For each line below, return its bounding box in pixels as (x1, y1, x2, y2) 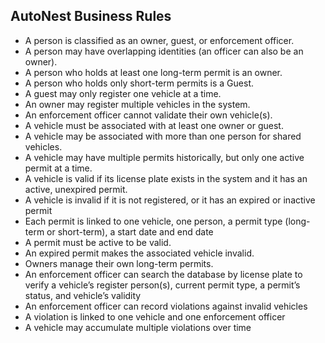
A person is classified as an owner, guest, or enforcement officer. (24, 34, 295, 46)
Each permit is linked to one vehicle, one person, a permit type (24, 215, 283, 227)
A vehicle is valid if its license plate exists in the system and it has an (24, 172, 308, 184)
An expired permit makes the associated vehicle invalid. (24, 247, 255, 259)
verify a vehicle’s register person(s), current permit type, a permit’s (24, 279, 301, 291)
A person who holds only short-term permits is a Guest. (24, 77, 254, 89)
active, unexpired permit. (24, 183, 128, 195)
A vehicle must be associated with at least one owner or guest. (24, 119, 284, 131)
